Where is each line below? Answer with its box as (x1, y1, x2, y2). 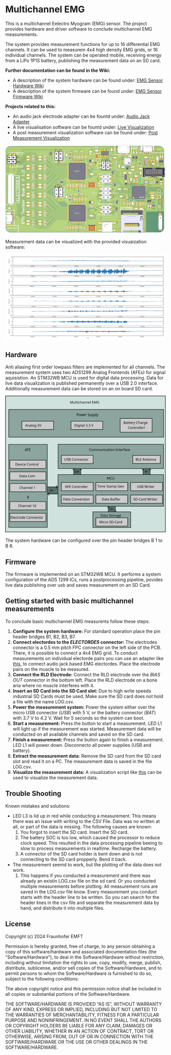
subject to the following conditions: (5, 975, 79, 982)
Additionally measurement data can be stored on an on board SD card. (5, 386, 154, 392)
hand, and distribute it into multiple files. (20, 905, 105, 911)
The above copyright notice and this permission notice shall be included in (5, 986, 161, 992)
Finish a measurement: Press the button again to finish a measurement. (12, 736, 164, 743)
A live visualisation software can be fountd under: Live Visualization (12, 124, 154, 130)
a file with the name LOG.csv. (12, 698, 75, 705)
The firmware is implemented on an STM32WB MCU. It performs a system (5, 571, 161, 577)
